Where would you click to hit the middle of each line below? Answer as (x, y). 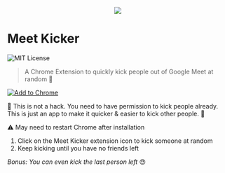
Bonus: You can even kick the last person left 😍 (76, 162)
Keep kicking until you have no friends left (78, 148)
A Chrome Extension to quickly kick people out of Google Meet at (119, 71)
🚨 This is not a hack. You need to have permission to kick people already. (113, 106)
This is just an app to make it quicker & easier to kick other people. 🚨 (106, 113)
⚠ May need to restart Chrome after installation (76, 127)
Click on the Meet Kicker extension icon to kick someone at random (115, 141)
